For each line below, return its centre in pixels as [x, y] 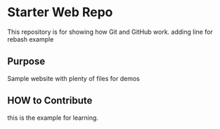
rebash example [31, 39]
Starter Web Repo [60, 12]
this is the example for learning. [53, 118]
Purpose [26, 62]
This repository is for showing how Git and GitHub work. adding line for [110, 32]
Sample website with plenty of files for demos [74, 78]
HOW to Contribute [50, 100]
